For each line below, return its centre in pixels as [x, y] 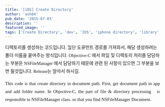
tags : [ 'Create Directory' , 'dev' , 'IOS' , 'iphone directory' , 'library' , [83, 32]
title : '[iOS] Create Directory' [39, 10]
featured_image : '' [25, 28]
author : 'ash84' [22, 14]
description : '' [22, 23]
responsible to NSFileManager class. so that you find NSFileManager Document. [78, 99]
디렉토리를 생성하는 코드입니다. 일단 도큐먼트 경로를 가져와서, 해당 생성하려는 [81, 48]
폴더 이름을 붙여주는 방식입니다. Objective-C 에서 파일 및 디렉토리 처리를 [76, 55]
